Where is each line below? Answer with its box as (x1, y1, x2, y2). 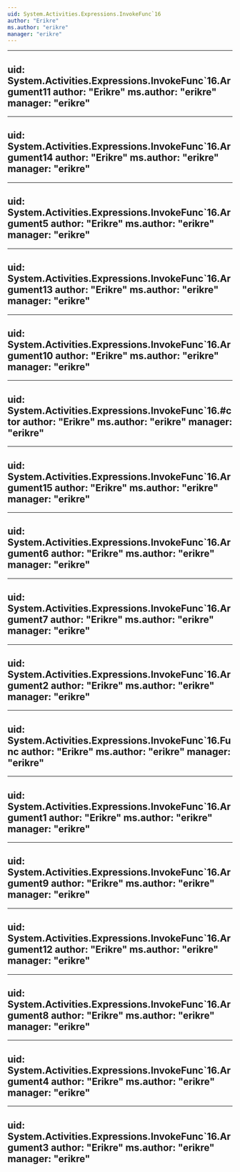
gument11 (7, 86, 51, 98)
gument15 (7, 481, 53, 494)
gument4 (7, 1076, 49, 1088)
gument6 (7, 548, 49, 560)
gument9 (7, 878, 49, 890)
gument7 (7, 613, 49, 626)
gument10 (7, 349, 54, 361)
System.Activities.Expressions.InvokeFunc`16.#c (7, 404, 232, 416)
